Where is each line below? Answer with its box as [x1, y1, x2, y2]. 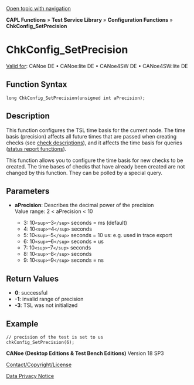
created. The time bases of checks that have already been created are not [6, 163, 185, 170]
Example [6, 319, 39, 329]
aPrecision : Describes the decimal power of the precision [14, 202, 154, 209]
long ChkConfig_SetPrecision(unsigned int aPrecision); [6, 95, 145, 101]
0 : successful [14, 289, 48, 296]
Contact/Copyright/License [6, 361, 72, 368]
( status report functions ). [6, 145, 67, 152]
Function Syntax [6, 79, 67, 90]
